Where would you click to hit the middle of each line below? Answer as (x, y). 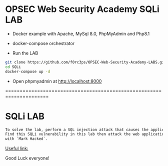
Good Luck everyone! (27, 158)
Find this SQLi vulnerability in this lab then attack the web (72, 134)
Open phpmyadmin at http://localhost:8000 (57, 81)
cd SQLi (13, 67)
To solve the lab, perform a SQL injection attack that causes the (77, 129)
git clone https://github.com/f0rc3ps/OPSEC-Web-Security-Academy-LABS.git (86, 62)
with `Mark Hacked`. (27, 139)
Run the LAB (25, 53)
